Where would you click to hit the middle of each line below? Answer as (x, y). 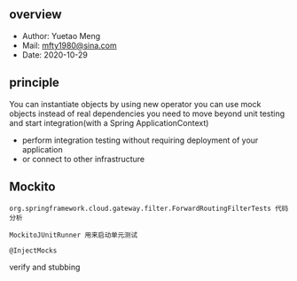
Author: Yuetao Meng (61, 35)
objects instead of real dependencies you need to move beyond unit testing (147, 113)
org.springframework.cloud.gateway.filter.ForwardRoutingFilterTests (141, 209)
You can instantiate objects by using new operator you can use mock (135, 104)
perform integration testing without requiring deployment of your (140, 140)
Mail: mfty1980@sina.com (69, 45)
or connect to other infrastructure (83, 159)
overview (35, 15)
